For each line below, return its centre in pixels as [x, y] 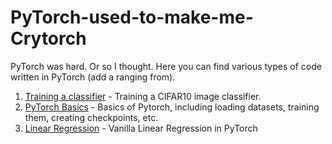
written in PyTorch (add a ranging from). [93, 77]
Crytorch [48, 38]
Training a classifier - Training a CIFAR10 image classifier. [143, 96]
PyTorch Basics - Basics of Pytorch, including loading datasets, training [172, 107]
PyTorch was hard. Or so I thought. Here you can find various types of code [166, 66]
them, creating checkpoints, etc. [91, 117]
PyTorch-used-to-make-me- [132, 17]
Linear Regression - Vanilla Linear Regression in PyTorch [141, 128]
